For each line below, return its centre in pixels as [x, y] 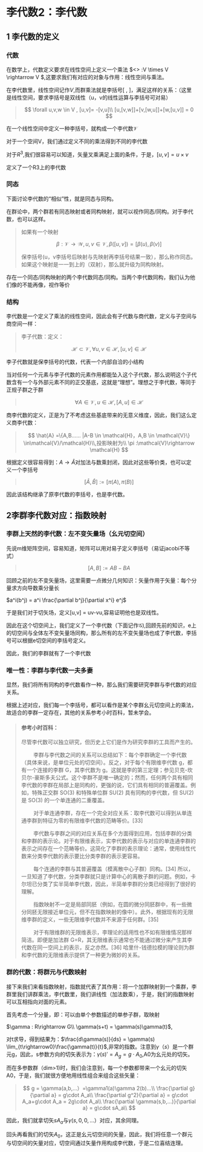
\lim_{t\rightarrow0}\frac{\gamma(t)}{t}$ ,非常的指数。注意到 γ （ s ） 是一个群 [100, 1046]
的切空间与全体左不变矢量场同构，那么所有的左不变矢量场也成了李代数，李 [99, 632]
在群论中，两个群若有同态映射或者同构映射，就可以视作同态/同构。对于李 [97, 211]
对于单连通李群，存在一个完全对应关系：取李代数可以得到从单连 [112, 813]
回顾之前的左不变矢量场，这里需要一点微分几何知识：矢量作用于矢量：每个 [99, 580]
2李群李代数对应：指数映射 [56, 515]
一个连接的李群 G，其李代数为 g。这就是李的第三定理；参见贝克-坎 [110, 770]
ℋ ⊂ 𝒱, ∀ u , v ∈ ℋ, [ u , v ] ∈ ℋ [109, 349]
